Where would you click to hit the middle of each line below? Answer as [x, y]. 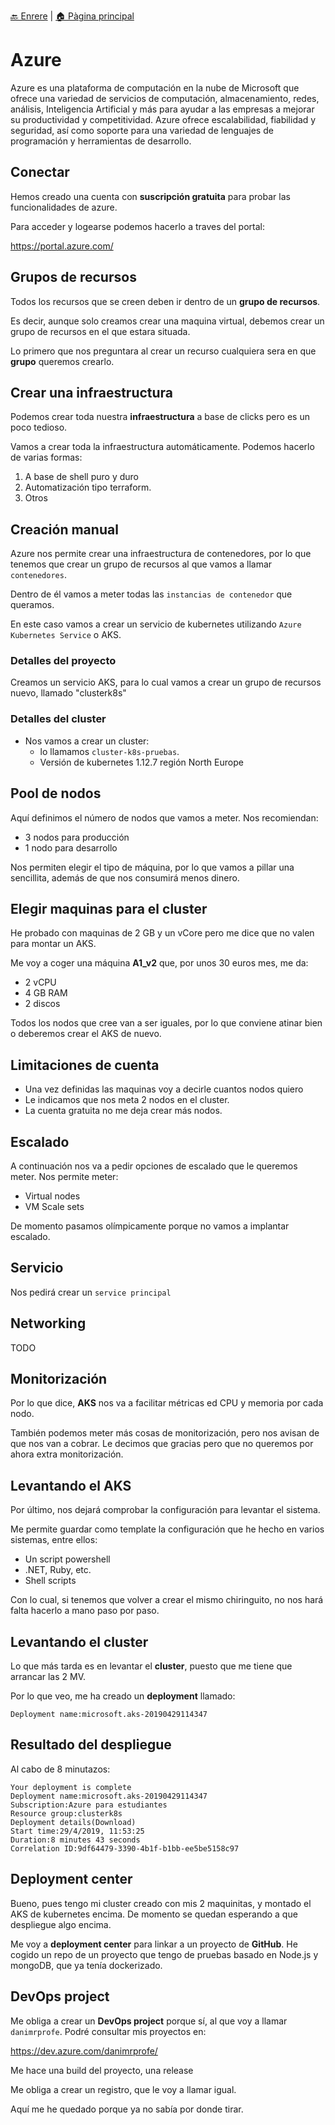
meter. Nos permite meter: [64, 1177]
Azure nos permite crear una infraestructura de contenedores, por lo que [161, 554]
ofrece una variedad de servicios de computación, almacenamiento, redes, [165, 98]
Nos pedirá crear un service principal [91, 1292]
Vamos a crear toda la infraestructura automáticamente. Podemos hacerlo [162, 447]
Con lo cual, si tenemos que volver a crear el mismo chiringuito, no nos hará [167, 1600]
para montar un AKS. [53, 944]
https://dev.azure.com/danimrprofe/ [84, 2051]
